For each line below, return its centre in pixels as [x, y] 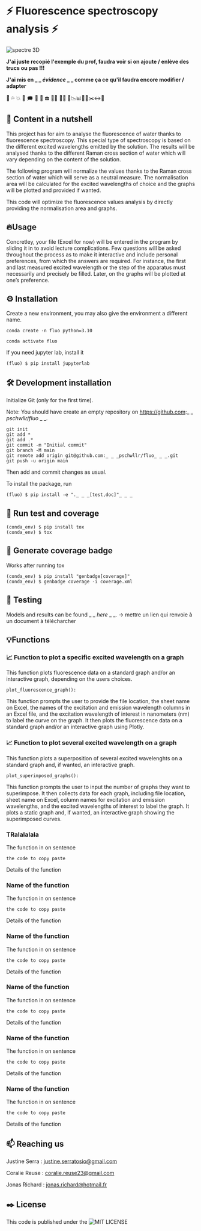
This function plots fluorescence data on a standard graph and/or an [91, 673]
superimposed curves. [34, 819]
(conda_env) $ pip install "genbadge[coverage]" [68, 576]
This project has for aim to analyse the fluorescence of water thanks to [94, 134]
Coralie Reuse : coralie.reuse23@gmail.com [60, 1173]
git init [17, 429]
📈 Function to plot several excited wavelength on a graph [91, 743]
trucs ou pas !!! [25, 68]
